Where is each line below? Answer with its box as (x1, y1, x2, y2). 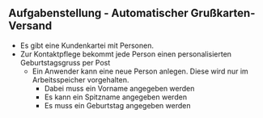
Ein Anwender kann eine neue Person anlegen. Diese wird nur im (32, 66, 248, 76)
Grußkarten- (190, 6, 256, 20)
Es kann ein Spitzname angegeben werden (44, 92, 188, 102)
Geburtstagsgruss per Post (19, 57, 111, 67)
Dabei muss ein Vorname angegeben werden (44, 83, 195, 93)
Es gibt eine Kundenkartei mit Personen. (19, 40, 154, 50)
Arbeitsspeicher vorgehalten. (32, 74, 129, 84)
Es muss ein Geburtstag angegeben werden (44, 100, 191, 110)
